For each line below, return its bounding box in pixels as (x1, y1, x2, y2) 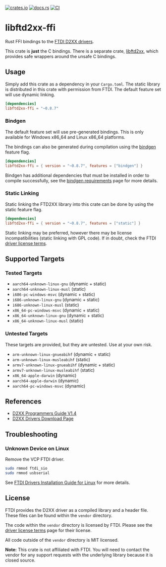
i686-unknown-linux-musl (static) (12, 302, 79, 308)
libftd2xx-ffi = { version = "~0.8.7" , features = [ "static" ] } (5, 221, 141, 226)
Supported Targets (5, 254, 65, 263)
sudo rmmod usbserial (5, 470, 50, 476)
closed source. (5, 557, 36, 563)
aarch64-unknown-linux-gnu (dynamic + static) (12, 281, 107, 287)
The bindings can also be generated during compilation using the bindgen (5, 144, 156, 150)
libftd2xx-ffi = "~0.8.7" (5, 106, 58, 111)
